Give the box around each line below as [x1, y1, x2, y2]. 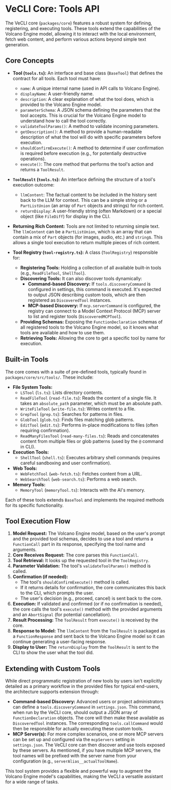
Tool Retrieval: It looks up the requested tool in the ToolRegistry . [12, 558, 150, 564]
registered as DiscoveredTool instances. [27, 297, 112, 303]
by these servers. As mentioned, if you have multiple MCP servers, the [12, 747, 161, 753]
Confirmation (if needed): [12, 574, 68, 580]
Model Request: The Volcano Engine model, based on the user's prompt [12, 531, 165, 537]
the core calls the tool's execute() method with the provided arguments [12, 606, 163, 612]
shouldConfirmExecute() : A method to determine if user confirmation [20, 145, 164, 151]
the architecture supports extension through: [5, 689, 99, 695]
